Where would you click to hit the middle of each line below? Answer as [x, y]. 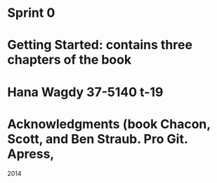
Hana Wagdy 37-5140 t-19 [85, 92]
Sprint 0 [31, 13]
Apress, [31, 154]
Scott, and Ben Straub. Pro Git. [98, 139]
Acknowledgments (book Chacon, [109, 124]
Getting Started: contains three [100, 45]
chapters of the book [70, 60]
